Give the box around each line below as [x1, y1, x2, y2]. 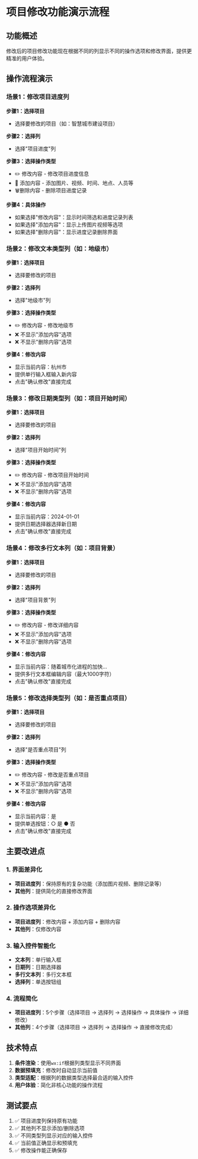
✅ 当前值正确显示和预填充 [14, 1140, 78, 1147]
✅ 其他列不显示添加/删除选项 [14, 1125, 85, 1132]
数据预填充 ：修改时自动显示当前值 [14, 1067, 98, 1074]
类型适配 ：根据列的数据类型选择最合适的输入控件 [14, 1074, 134, 1081]
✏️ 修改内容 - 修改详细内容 [14, 621, 79, 628]
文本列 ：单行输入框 [14, 956, 62, 963]
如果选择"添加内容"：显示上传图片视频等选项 [14, 221, 123, 228]
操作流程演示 [6, 74, 53, 84]
